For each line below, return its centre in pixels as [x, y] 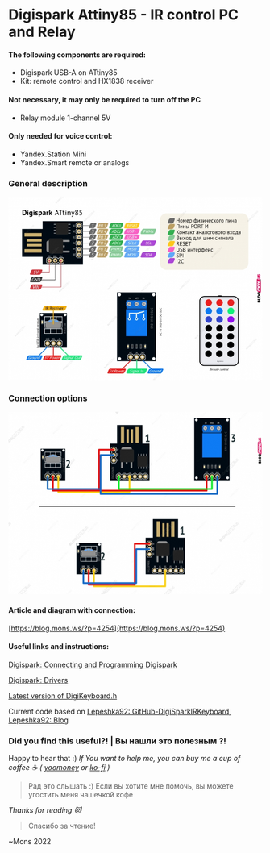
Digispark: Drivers [38, 680]
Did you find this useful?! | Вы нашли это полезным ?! [118, 741]
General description [48, 183]
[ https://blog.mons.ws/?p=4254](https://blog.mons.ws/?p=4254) [117, 628]
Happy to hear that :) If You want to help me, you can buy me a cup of [125, 759]
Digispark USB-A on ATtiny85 [69, 73]
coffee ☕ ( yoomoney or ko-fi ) [59, 768]
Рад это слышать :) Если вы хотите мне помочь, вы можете [131, 786]
